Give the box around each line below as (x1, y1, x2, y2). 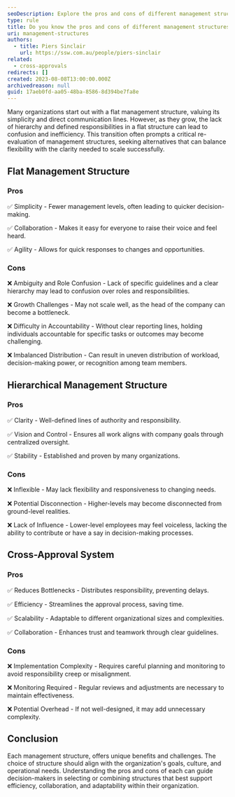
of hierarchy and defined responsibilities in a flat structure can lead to (7, 123, 208, 131)
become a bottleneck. (7, 308, 71, 317)
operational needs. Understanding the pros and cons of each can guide (7, 766, 213, 775)
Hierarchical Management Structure (7, 379, 168, 391)
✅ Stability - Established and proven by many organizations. (7, 451, 180, 460)
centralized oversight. (7, 437, 70, 446)
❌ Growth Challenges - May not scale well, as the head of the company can (7, 301, 225, 309)
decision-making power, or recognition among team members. (7, 359, 187, 367)
